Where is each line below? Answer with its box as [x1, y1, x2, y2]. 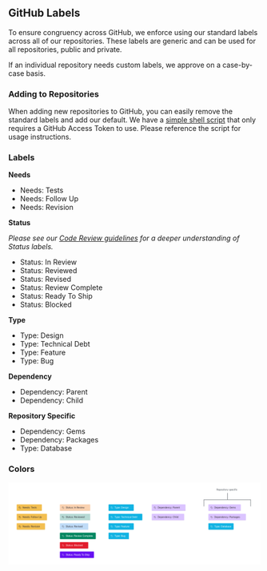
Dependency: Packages [19, 435, 99, 445]
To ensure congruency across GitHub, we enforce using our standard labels [8, 27, 258, 37]
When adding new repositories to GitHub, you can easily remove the [8, 107, 233, 117]
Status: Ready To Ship [19, 291, 94, 301]
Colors [8, 463, 35, 474]
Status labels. [8, 242, 54, 252]
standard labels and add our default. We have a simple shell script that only [8, 115, 257, 125]
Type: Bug [19, 356, 54, 366]
